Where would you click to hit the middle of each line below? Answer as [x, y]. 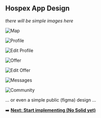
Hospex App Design [37, 8]
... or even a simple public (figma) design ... [51, 100]
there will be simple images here [39, 20]
